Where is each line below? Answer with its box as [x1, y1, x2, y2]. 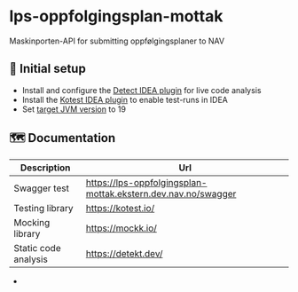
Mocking [13, 216, 51, 228]
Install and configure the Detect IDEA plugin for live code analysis [21, 84, 262, 95]
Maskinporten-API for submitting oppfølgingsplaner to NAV [9, 36, 224, 46]
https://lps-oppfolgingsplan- [85, 176, 208, 188]
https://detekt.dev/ [85, 247, 163, 259]
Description [20, 162, 71, 174]
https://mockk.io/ [85, 222, 158, 234]
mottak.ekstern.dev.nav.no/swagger [85, 187, 237, 200]
